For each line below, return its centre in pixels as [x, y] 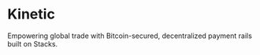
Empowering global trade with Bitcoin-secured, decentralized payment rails [130, 36]
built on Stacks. [33, 43]
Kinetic [32, 14]
